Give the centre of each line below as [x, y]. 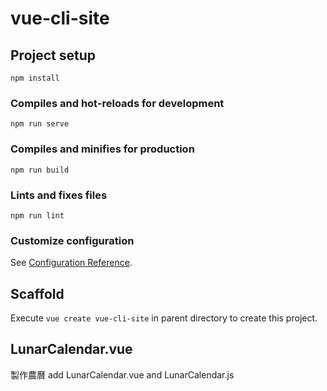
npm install [35, 78]
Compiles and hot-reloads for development [117, 103]
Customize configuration [72, 240]
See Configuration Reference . [71, 263]
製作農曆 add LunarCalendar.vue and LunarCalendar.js [122, 374]
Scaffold [37, 293]
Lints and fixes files [59, 195]
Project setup [53, 55]
